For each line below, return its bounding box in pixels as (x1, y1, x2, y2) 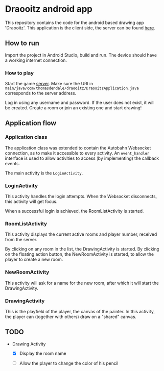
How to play (5, 70, 34, 76)
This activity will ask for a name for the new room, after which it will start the (5, 280, 159, 286)
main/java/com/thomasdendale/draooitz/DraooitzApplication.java (5, 86, 139, 91)
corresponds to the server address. (5, 90, 77, 96)
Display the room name (19, 350, 67, 356)
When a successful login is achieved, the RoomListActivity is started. (5, 208, 144, 214)
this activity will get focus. (5, 198, 58, 204)
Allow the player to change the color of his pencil (19, 360, 118, 366)
